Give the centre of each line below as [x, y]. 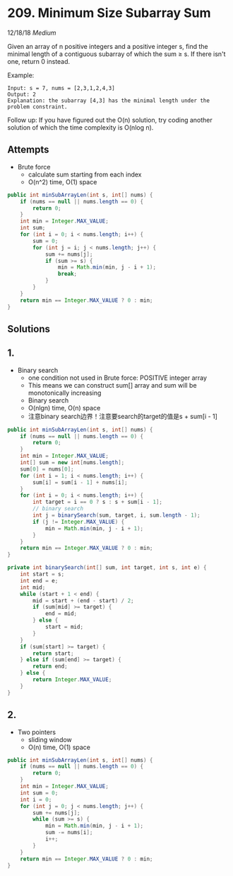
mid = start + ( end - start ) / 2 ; [83, 600]
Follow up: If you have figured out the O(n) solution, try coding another [110, 120]
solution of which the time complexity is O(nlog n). [80, 127]
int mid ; [33, 587]
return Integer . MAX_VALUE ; [72, 680]
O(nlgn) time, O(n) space [64, 408]
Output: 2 [22, 94]
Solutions [29, 328]
